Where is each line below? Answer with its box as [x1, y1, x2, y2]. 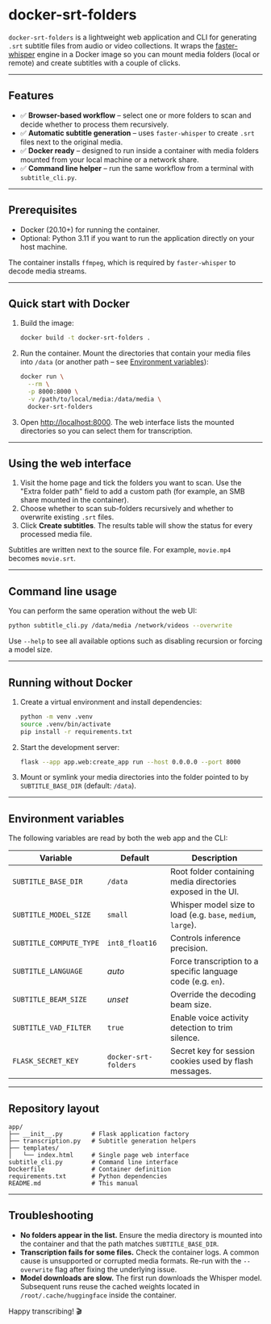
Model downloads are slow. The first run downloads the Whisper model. [19, 1272, 262, 1283]
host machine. [19, 242, 68, 252]
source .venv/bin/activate [19, 720, 111, 728]
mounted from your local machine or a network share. [19, 155, 199, 164]
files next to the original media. [19, 137, 123, 147]
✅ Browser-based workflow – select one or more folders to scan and [19, 110, 252, 120]
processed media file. [19, 530, 93, 539]
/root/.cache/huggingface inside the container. [19, 1290, 177, 1300]
